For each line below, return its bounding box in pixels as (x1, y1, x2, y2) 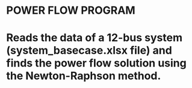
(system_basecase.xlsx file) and (6, 44, 173, 57)
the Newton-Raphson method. (6, 69, 161, 83)
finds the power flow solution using (6, 56, 187, 70)
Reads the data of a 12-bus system (6, 31, 182, 45)
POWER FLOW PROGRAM (6, 4, 135, 17)
